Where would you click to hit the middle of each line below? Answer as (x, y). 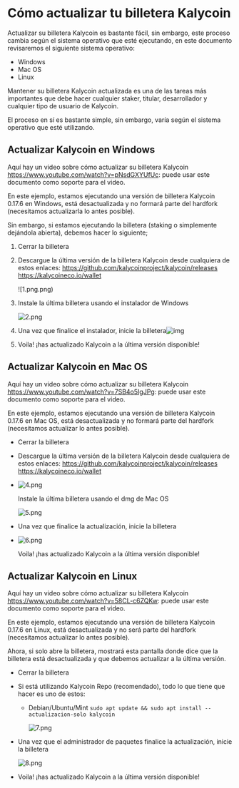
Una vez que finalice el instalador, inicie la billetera (92, 330)
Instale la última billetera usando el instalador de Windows (103, 303)
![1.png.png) (35, 289)
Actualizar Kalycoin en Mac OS (77, 367)
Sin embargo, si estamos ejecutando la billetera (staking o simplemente (112, 225)
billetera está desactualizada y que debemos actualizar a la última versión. (117, 659)
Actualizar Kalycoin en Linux (72, 576)
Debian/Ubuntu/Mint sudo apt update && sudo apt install (115, 708)
